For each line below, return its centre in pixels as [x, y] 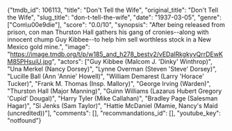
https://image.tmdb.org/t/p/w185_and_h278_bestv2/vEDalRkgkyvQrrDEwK [117, 54]
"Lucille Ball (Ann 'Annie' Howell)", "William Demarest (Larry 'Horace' [106, 76]
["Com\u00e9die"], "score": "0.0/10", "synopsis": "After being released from [116, 25]
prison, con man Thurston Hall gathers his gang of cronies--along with [108, 32]
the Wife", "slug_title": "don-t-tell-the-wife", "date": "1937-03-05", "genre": [114, 17]
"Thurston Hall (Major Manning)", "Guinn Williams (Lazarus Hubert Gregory [115, 91]
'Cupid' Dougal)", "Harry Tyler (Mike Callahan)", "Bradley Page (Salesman [113, 98]
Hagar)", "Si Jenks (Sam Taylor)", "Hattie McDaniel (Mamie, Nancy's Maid [113, 106]
